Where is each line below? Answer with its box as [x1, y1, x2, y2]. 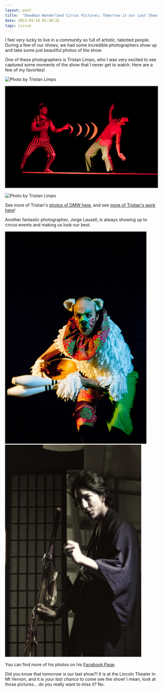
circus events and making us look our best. [5, 222, 91, 228]
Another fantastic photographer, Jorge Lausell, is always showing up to [5, 217, 147, 223]
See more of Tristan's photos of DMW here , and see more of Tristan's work [5, 202, 156, 208]
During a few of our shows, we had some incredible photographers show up [5, 42, 157, 48]
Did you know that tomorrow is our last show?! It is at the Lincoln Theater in [5, 671, 156, 677]
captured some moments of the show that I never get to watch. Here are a [5, 62, 153, 68]
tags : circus [5, 23, 32, 28]
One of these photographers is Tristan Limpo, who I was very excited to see [5, 57, 157, 63]
